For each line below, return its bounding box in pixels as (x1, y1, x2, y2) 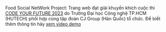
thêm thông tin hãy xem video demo (5, 21, 81, 27)
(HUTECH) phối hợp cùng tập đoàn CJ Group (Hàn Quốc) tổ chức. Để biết (5, 16, 161, 21)
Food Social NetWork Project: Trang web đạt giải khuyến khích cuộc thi (5, 5, 155, 11)
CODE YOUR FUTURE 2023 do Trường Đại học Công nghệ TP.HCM (5, 10, 147, 16)
